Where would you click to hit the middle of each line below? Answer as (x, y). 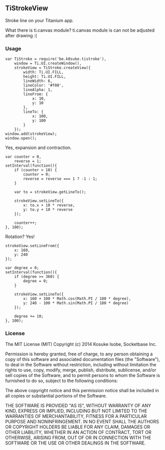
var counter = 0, (23, 157)
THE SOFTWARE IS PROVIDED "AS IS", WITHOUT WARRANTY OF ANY (78, 406)
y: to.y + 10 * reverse (48, 210)
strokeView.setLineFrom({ (32, 246)
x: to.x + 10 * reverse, (49, 205)
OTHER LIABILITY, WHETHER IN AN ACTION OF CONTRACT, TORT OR (78, 432)
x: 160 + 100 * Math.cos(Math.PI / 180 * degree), (77, 299)
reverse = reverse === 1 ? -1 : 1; (60, 179)
